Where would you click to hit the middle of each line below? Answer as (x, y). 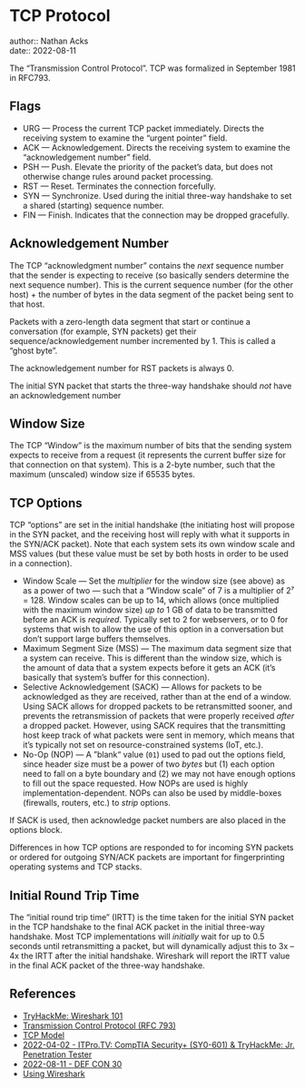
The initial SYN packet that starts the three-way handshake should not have (151, 386)
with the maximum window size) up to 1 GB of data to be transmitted (150, 610)
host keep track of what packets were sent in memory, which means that (158, 735)
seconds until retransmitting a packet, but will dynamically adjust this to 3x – (152, 946)
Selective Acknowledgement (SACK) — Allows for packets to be (142, 687)
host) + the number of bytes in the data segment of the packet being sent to (152, 294)
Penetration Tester (57, 1054)
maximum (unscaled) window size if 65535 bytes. (102, 475)
